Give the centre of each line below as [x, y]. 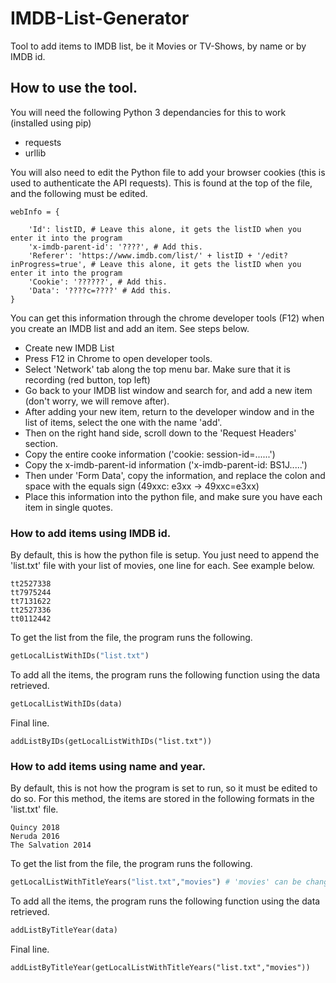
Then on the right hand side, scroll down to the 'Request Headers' [160, 433]
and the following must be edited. [79, 193]
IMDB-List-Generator [100, 18]
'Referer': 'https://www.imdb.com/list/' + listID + [140, 255]
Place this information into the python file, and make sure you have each [173, 496]
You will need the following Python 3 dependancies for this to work [148, 112]
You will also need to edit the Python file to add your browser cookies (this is [168, 172]
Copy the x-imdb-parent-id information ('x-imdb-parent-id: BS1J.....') [166, 464]
